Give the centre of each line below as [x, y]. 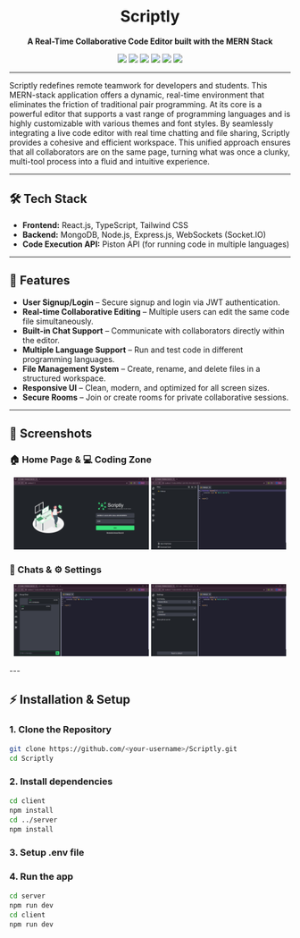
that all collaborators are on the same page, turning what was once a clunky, [150, 152]
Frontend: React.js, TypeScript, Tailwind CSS [105, 224]
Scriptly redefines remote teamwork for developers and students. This [138, 85]
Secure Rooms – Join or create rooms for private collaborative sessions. [155, 397]
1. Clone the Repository [60, 729]
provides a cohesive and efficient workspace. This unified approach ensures [150, 142]
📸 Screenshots [51, 433]
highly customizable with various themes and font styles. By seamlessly [142, 123]
